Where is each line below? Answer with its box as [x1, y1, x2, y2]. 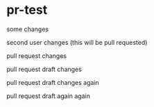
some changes [6, 25, 49, 33]
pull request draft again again [6, 92, 91, 100]
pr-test [6, 2, 48, 18]
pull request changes [6, 51, 67, 60]
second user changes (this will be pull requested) [6, 38, 148, 46]
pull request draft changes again [6, 78, 100, 86]
